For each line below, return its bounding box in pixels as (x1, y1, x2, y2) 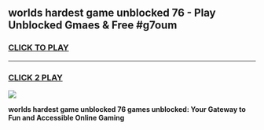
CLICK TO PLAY (8, 43, 69, 54)
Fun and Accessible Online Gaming (8, 113, 125, 122)
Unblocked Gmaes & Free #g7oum (8, 19, 178, 32)
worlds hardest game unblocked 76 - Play (8, 6, 216, 20)
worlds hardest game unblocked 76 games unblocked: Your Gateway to (8, 104, 246, 113)
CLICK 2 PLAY (8, 72, 63, 83)
